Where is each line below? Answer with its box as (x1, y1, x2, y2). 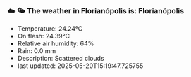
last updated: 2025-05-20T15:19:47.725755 (17, 62, 144, 70)
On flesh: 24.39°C (17, 32, 70, 41)
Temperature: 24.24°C (17, 24, 83, 33)
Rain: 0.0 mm (17, 47, 56, 55)
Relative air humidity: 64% (17, 39, 94, 48)
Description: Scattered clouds (17, 55, 104, 63)
